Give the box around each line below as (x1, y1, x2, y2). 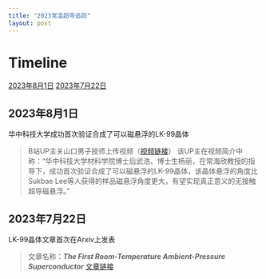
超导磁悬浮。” (27, 186, 70, 196)
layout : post (8, 19, 52, 27)
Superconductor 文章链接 (27, 261, 114, 272)
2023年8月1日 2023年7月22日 (8, 81, 107, 90)
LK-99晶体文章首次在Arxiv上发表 (8, 235, 116, 245)
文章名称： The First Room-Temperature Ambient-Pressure (27, 252, 226, 261)
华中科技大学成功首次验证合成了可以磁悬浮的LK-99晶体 (8, 130, 189, 139)
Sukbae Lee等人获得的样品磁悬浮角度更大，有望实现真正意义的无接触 (27, 177, 256, 186)
